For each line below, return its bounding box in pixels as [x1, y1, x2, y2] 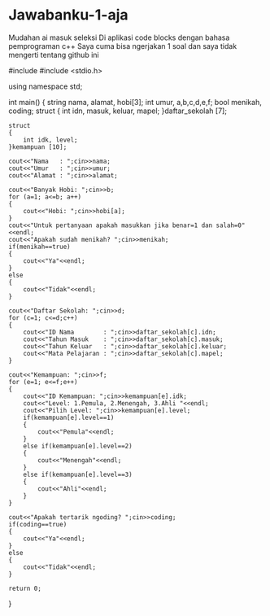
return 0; [8, 584, 42, 592]
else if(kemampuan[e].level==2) [23, 442, 133, 450]
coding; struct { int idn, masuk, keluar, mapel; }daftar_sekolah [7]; [8, 106, 228, 116]
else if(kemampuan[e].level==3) [23, 470, 133, 478]
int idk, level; [23, 136, 79, 144]
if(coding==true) [8, 520, 67, 528]
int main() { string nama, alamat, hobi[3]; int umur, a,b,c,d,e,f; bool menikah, [8, 97, 262, 107]
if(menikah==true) [8, 242, 71, 251]
